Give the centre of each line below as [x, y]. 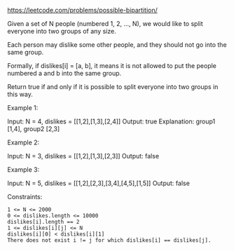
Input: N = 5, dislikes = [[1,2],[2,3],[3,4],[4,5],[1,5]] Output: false [99, 183]
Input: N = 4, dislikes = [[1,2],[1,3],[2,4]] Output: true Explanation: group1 [111, 121]
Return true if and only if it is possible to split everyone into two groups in [113, 87]
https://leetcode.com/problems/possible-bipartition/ [82, 10]
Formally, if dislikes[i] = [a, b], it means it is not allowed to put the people [112, 66]
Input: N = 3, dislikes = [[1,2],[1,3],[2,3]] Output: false [83, 156]
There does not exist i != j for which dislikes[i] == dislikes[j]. [109, 240]
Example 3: [23, 170]
